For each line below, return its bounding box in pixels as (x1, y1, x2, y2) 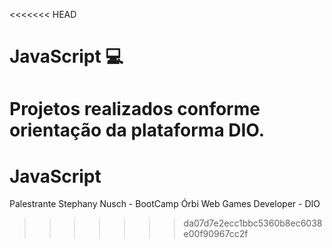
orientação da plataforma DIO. (9, 119, 266, 142)
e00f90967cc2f (183, 228, 249, 240)
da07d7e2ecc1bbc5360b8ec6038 (183, 217, 323, 229)
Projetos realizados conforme (9, 98, 261, 121)
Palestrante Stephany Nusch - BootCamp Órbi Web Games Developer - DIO (9, 198, 321, 210)
